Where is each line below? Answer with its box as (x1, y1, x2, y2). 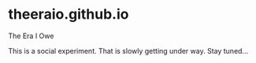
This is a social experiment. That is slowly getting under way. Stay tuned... (8, 46, 249, 55)
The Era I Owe (8, 31, 54, 40)
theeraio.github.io (8, 5, 129, 23)
